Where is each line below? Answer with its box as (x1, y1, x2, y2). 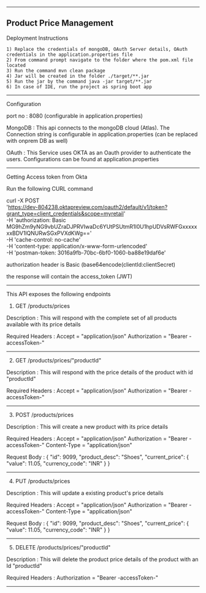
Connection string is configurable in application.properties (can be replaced (6, 130, 198, 138)
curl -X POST (6, 197, 40, 204)
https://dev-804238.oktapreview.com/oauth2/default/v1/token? (8, 203, 168, 210)
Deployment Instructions (6, 34, 69, 42)
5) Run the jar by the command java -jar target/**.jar (6, 78, 152, 85)
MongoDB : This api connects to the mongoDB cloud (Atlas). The (6, 124, 170, 131)
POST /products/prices (15, 411, 74, 418)
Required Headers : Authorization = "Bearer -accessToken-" (6, 574, 158, 581)
